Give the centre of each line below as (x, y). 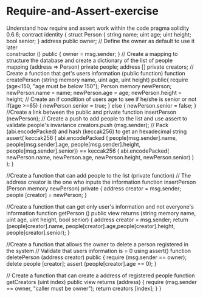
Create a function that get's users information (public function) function (96, 73)
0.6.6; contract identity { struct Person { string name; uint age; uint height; (99, 34)
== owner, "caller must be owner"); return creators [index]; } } (84, 288)
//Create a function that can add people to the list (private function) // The (99, 175)
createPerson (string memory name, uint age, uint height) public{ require (97, 80)
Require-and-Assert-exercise (83, 11)
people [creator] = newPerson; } (46, 195)
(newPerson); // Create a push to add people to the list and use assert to (97, 118)
